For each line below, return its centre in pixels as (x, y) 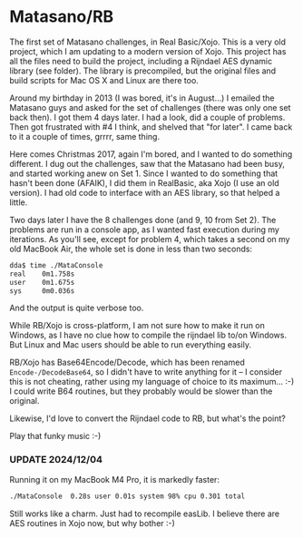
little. (19, 202)
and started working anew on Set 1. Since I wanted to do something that (144, 173)
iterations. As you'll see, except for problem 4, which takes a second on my (150, 239)
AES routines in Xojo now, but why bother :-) (92, 523)
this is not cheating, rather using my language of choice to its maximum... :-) (152, 382)
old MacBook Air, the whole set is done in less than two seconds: (131, 249)
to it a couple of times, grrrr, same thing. (85, 136)
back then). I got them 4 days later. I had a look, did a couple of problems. (147, 117)
